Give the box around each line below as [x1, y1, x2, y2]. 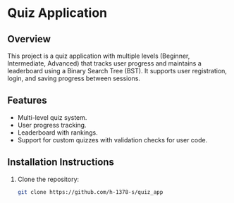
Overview [7, 33, 51, 45]
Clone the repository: [17, 175, 80, 183]
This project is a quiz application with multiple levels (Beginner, [7, 51, 190, 60]
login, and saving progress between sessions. [7, 74, 141, 82]
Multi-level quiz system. [17, 113, 87, 121]
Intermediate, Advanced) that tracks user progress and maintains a [7, 59, 202, 68]
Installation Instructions [7, 156, 115, 168]
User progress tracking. [17, 121, 87, 129]
